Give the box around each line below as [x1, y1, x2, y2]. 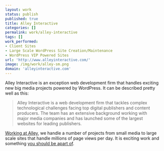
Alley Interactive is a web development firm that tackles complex [17, 100, 148, 105]
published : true [5, 16, 38, 21]
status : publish [5, 12, 38, 17]
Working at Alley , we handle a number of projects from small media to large [5, 130, 157, 136]
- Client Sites [5, 44, 36, 49]
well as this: [5, 90, 29, 96]
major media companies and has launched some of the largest [17, 116, 143, 121]
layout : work [5, 7, 32, 12]
